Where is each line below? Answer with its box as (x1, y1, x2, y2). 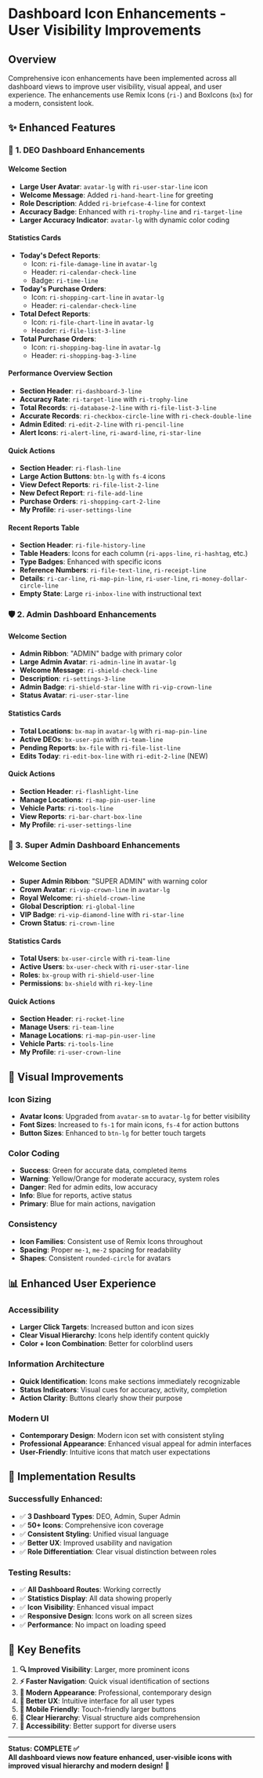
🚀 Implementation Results (8, 1470, 136, 1483)
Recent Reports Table (8, 523, 80, 532)
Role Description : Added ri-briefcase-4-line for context (19, 198, 206, 208)
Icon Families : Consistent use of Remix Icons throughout (19, 1236, 204, 1246)
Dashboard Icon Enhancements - (8, 5, 227, 23)
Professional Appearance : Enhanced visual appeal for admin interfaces (19, 1439, 252, 1448)
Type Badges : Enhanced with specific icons (19, 557, 162, 566)
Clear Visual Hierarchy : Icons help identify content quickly (19, 1330, 210, 1340)
